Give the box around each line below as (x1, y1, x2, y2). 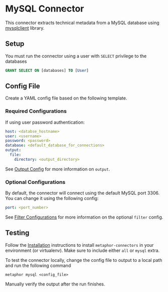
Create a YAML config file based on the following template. (5, 95, 127, 101)
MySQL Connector (5, 3, 85, 15)
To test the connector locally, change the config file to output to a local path (5, 257, 162, 263)
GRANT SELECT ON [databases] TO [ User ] (5, 68, 89, 73)
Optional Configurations (5, 178, 66, 185)
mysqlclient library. (5, 25, 45, 31)
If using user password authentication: (5, 119, 85, 125)
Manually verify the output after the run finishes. (5, 281, 106, 287)
